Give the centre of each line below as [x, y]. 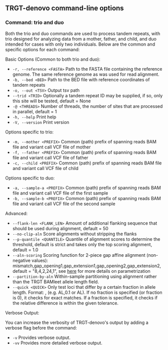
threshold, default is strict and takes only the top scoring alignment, [82, 244]
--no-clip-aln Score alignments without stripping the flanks [74, 234]
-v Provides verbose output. [41, 337]
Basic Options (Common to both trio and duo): [53, 59]
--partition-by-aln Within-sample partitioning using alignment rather [85, 276]
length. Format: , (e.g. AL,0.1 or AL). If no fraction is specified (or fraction [87, 292]
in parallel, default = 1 [35, 111]
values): [40, 260]
